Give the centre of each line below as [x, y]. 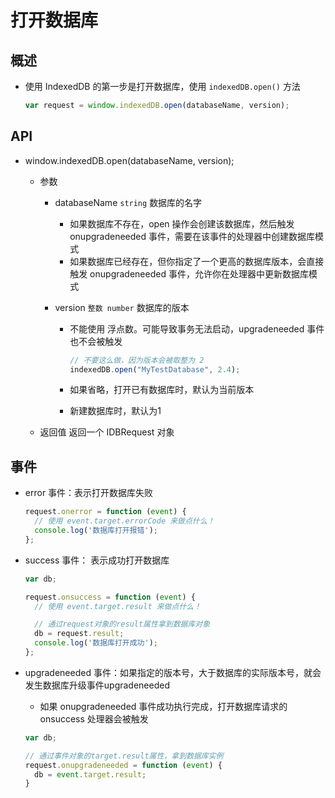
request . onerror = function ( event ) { [105, 512]
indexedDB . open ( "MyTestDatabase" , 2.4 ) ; [155, 369]
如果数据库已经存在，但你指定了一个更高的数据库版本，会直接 [197, 261]
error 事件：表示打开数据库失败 [89, 493]
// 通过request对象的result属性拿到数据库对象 [122, 624]
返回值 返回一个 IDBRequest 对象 [107, 432]
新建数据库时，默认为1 [115, 411]
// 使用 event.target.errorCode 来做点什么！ [124, 521]
